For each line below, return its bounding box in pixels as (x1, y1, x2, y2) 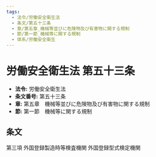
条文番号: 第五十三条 (14, 92, 66, 99)
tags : (6, 8, 20, 15)
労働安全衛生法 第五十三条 (6, 64, 135, 78)
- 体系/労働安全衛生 (11, 37, 56, 43)
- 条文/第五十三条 (11, 20, 52, 26)
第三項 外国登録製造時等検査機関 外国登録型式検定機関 (6, 144, 141, 151)
